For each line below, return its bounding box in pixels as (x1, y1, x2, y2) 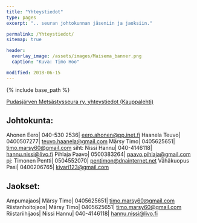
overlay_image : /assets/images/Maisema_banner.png (11, 53, 142, 59)
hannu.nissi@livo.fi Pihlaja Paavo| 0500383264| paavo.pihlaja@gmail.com (6, 150, 192, 158)
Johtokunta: (6, 115, 53, 126)
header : (6, 48, 26, 54)
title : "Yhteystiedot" (6, 8, 63, 15)
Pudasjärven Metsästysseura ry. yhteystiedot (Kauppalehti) (6, 98, 154, 105)
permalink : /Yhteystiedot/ (6, 31, 74, 37)
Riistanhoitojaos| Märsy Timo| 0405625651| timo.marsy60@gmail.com (6, 204, 182, 211)
